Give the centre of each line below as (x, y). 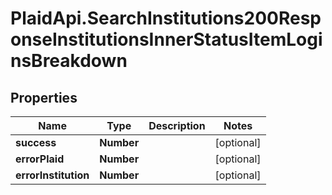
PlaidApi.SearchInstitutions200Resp (166, 18)
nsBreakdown (69, 61)
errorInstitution (52, 175)
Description (177, 125)
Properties (44, 97)
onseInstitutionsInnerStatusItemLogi (166, 39)
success (36, 142)
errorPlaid (40, 159)
